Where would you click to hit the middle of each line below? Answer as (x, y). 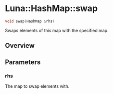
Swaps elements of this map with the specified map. (57, 30)
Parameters (23, 62)
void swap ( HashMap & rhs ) (30, 21)
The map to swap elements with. (37, 86)
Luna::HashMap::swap (51, 8)
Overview (20, 46)
